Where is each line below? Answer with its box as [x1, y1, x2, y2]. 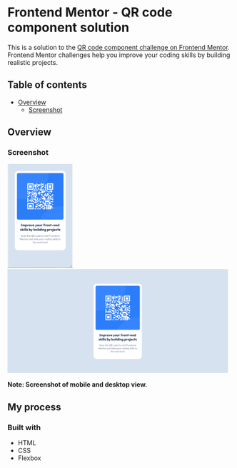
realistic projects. [7, 58, 59, 66]
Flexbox [17, 454, 41, 462]
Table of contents [7, 79, 87, 91]
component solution [7, 19, 130, 36]
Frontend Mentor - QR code [7, 4, 173, 21]
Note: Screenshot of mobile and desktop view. [7, 380, 148, 389]
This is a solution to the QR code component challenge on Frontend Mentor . [7, 43, 230, 51]
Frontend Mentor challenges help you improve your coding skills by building [7, 51, 231, 59]
